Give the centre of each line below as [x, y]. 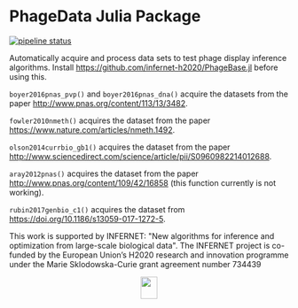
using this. [28, 76]
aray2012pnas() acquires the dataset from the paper [104, 173]
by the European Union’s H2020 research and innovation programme [163, 255]
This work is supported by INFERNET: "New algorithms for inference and [142, 235]
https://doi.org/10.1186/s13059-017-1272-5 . [87, 219]
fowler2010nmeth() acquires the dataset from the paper [110, 120]
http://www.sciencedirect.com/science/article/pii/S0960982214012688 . [141, 156]
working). [27, 192]
